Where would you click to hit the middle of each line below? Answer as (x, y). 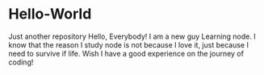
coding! (21, 62)
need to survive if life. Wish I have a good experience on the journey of (126, 53)
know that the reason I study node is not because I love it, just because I (128, 44)
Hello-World (50, 14)
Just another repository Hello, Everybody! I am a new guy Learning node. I (132, 36)
